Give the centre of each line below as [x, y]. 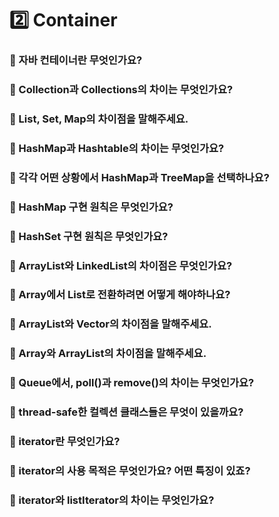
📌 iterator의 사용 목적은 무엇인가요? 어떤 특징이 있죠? [130, 471]
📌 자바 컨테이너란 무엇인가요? [76, 60]
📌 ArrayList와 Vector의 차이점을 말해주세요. [110, 324]
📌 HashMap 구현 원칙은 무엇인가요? [91, 207]
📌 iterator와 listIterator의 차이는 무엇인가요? [112, 500]
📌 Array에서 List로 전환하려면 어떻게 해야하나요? [120, 295]
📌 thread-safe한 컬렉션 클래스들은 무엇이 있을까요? [126, 412]
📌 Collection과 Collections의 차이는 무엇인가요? [121, 90]
